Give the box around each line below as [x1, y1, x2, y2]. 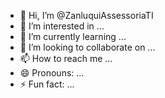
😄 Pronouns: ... [19, 67, 85, 79]
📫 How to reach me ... [19, 53, 113, 64]
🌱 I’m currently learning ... [19, 31, 127, 42]
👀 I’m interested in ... [19, 20, 105, 32]
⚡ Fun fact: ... [19, 78, 75, 90]
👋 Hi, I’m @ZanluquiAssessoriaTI [19, 10, 154, 21]
